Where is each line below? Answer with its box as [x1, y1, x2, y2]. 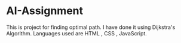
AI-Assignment [6, 4, 84, 18]
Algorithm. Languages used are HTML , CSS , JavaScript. [6, 29, 148, 37]
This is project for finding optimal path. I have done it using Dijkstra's [6, 24, 176, 31]
